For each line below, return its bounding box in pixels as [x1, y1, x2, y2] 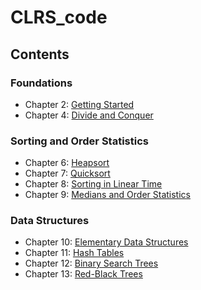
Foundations [10, 76, 73, 90]
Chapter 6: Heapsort [24, 157, 110, 169]
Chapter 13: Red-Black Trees [24, 268, 143, 280]
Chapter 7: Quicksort [24, 167, 111, 180]
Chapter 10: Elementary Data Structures [24, 236, 189, 248]
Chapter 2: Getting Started [24, 98, 135, 110]
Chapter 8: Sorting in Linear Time [24, 178, 163, 190]
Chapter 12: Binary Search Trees [24, 257, 159, 270]
